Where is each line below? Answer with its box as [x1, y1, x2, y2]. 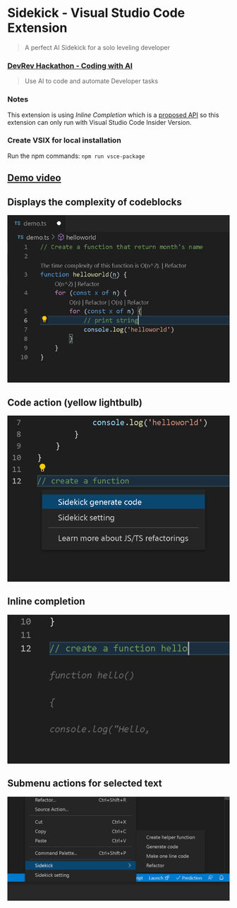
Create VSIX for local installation [7, 135, 121, 145]
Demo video [7, 172, 61, 184]
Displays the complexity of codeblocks [7, 196, 182, 208]
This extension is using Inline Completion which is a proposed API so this [7, 111, 219, 119]
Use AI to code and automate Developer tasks [24, 77, 159, 85]
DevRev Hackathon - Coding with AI [7, 61, 133, 70]
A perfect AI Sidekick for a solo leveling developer [24, 43, 171, 51]
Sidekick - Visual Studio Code [7, 5, 186, 21]
